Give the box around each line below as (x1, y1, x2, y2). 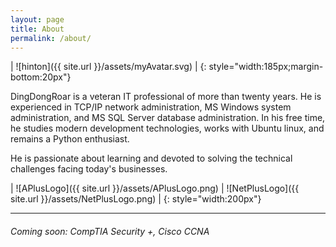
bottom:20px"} (10, 71, 72, 83)
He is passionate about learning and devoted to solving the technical (10, 152, 293, 165)
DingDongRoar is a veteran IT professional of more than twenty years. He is (10, 91, 322, 103)
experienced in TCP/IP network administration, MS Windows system (10, 101, 292, 113)
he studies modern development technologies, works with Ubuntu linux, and (10, 122, 325, 135)
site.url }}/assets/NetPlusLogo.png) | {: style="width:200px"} (10, 193, 262, 205)
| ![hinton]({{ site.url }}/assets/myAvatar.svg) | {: (10, 61, 207, 73)
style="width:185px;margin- (208, 61, 324, 73)
